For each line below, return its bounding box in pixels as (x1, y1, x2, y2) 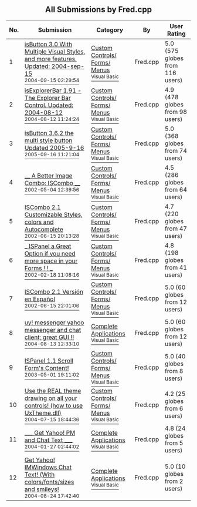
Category (96, 26, 124, 34)
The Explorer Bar (24, 93, 72, 102)
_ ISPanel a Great (24, 242, 72, 250)
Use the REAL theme (24, 387, 81, 395)
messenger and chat (24, 325, 81, 334)
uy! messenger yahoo (24, 318, 84, 327)
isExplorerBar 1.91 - (24, 86, 82, 95)
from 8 (165, 367, 184, 375)
